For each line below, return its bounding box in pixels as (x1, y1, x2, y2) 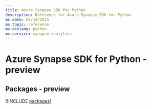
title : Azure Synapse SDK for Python (5, 7, 86, 13)
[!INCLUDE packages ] (5, 98, 52, 104)
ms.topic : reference (5, 21, 50, 27)
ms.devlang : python (5, 27, 47, 32)
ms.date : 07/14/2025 (5, 17, 50, 22)
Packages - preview (5, 84, 70, 93)
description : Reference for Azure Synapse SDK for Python (5, 12, 132, 17)
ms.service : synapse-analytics (5, 31, 72, 36)
